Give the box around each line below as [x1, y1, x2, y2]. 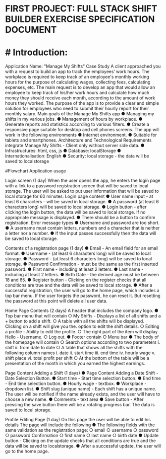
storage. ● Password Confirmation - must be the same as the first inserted [5, 261, 159, 267]
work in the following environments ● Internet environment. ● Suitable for [5, 132, 157, 138]
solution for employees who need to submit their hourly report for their [5, 105, 150, 112]
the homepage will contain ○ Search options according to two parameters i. [5, 339, 160, 345]
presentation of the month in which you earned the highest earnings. [5, 361, 145, 367]
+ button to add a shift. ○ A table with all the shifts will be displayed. [5, 318, 145, 324]
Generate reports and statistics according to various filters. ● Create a [5, 121, 150, 127]
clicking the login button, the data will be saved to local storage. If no [5, 209, 146, 215]
